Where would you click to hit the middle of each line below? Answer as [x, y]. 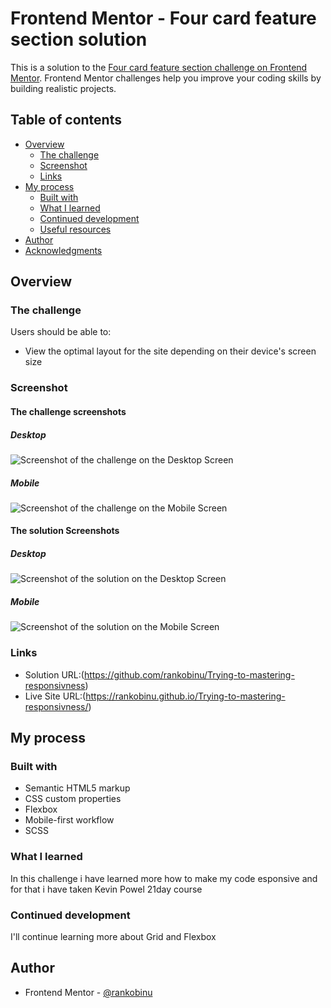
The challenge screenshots [68, 411]
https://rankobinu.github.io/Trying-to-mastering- [185, 696]
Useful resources [75, 229]
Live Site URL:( [55, 696]
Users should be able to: [61, 332]
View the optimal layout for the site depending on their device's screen [170, 351]
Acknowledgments [63, 250]
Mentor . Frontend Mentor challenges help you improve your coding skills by [166, 78]
